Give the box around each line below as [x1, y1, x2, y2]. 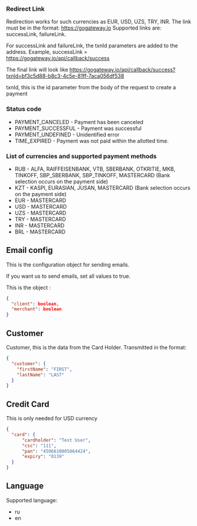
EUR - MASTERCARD [14, 197, 67, 204]
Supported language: [6, 496, 58, 504]
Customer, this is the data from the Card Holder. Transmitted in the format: [6, 344, 187, 351]
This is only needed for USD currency [6, 415, 98, 422]
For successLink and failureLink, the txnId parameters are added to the [6, 42, 178, 49]
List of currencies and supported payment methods [6, 152, 157, 160]
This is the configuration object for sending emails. [6, 261, 130, 268]
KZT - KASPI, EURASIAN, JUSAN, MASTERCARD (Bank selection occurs [14, 184, 191, 191]
